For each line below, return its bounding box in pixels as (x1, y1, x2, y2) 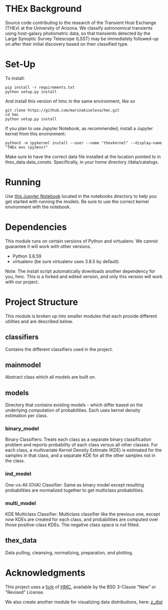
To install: (5, 75, 25, 81)
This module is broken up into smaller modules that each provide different (5, 313, 157, 319)
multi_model (5, 500, 36, 507)
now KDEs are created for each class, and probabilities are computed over (5, 517, 158, 523)
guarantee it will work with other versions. (5, 243, 91, 249)
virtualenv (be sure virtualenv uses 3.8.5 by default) (12, 258, 119, 264)
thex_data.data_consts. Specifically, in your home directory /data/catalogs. (5, 159, 159, 165)
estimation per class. (5, 413, 48, 419)
